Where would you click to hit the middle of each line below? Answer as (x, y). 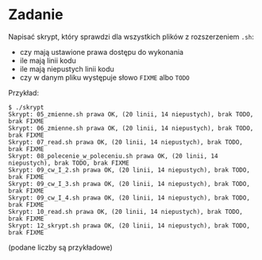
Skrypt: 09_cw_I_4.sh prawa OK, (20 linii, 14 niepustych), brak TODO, (129, 198)
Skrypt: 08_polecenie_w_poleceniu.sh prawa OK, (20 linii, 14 (113, 156)
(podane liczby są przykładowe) (60, 247)
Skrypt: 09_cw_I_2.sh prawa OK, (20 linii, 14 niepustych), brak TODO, (129, 170)
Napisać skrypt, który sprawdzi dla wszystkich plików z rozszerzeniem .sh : (131, 37)
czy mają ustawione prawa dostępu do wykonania (102, 52)
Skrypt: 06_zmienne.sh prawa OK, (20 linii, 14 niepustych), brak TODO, (131, 128)
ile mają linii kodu (48, 60)
